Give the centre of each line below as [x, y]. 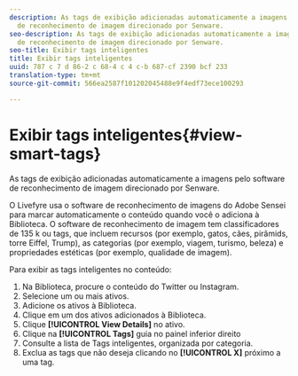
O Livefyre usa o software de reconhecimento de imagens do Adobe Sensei [148, 205]
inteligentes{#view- [168, 135]
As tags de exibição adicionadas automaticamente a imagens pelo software [147, 178]
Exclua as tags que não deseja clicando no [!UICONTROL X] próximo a [151, 352]
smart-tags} [55, 154]
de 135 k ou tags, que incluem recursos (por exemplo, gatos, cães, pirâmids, [149, 233]
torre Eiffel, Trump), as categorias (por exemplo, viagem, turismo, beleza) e [146, 243]
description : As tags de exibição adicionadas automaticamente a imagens [149, 17]
